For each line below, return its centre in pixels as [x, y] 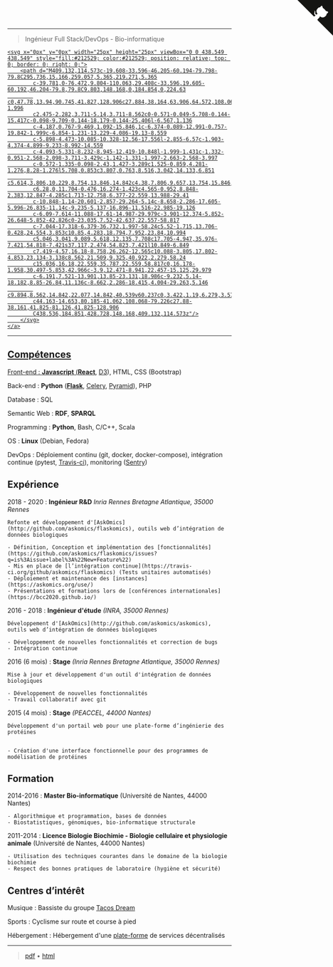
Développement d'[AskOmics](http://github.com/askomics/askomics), [110, 623]
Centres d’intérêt [46, 890]
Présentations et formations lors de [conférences [90, 591]
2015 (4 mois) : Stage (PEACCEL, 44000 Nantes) [79, 713]
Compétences [39, 355]
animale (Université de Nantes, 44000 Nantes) [76, 843]
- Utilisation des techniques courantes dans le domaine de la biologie [117, 857]
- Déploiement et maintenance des [59, 578]
